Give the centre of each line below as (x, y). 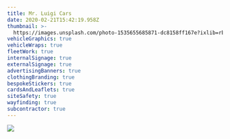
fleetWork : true (30, 52)
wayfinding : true (32, 103)
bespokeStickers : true (39, 84)
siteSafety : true (32, 97)
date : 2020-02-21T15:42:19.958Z (53, 20)
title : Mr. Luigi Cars (39, 13)
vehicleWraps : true (35, 45)
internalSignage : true (39, 58)
